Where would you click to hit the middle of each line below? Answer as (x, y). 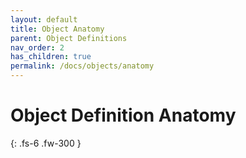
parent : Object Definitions (69, 38)
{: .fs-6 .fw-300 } (46, 143)
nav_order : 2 (37, 47)
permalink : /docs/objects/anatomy (82, 66)
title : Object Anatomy (57, 29)
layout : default (44, 19)
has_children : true (51, 57)
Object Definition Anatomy (123, 115)
